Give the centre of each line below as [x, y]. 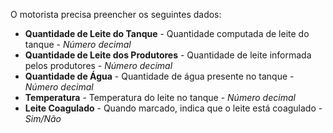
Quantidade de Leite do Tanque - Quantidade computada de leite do [167, 33]
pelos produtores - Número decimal [98, 65]
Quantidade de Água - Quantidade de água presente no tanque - [159, 76]
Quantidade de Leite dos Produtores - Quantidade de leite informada [168, 55]
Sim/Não [43, 118]
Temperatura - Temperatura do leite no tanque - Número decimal [160, 97]
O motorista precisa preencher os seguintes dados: [116, 14]
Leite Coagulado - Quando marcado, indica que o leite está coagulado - [173, 108]
